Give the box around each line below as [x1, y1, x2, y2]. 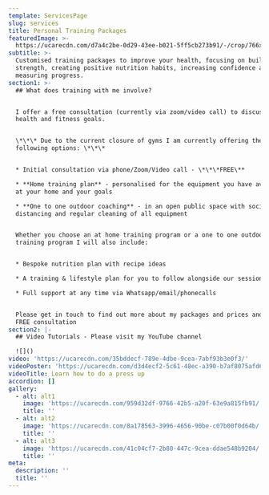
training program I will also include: [15, 238, 149, 247]
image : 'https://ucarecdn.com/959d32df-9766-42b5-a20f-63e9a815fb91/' [22, 400, 263, 408]
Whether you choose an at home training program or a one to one [15, 231, 239, 239]
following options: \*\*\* [15, 144, 106, 152]
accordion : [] [8, 377, 56, 385]
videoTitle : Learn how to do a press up [8, 370, 146, 378]
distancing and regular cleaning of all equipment [15, 209, 188, 217]
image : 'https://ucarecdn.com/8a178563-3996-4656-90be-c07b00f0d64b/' [22, 422, 263, 430]
